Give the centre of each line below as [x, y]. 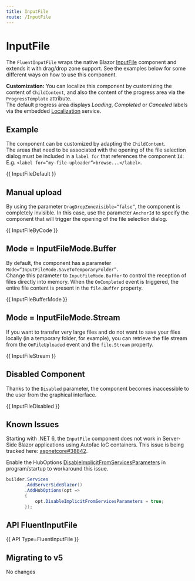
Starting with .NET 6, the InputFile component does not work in [84, 439]
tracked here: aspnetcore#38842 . [47, 451]
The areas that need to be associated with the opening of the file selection [96, 150]
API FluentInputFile [42, 525]
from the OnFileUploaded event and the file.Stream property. [80, 344]
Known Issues [33, 424]
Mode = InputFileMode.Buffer [61, 249]
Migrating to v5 [35, 558]
